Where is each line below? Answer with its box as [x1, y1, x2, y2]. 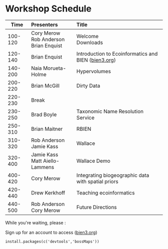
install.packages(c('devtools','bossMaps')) [5, 239, 99, 244]
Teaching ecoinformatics [76, 189, 135, 196]
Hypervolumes [76, 68, 111, 75]
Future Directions [76, 203, 117, 210]
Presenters [30, 21, 58, 28]
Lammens [30, 163, 54, 170]
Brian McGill [30, 82, 60, 89]
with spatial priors [76, 178, 118, 185]
